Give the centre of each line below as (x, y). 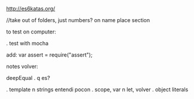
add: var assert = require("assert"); (49, 55)
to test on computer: (31, 32)
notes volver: (22, 66)
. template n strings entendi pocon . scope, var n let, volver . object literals (97, 89)
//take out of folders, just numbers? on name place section (78, 20)
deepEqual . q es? (28, 78)
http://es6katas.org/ (31, 9)
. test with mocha (27, 43)
